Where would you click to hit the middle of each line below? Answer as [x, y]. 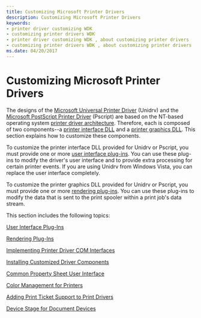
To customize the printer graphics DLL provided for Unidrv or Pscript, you [97, 185]
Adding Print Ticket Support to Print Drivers [60, 297]
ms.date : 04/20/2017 [32, 51]
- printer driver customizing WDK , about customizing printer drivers [97, 40]
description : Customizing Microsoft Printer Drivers [73, 17]
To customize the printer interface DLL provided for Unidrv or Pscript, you [97, 147]
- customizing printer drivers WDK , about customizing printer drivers [99, 46]
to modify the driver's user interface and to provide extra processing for [104, 160]
